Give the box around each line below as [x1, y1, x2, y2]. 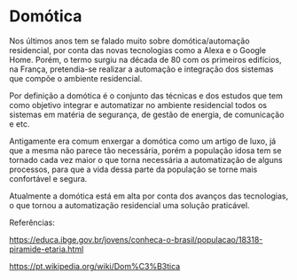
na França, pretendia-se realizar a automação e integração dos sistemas [9, 64, 274, 74]
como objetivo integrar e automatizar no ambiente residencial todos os [9, 99, 268, 110]
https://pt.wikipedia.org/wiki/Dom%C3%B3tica [9, 261, 181, 271]
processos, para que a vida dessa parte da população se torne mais [9, 164, 258, 175]
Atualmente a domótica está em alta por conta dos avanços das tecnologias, [9, 191, 289, 201]
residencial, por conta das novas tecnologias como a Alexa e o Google [9, 44, 267, 55]
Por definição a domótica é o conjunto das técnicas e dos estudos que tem [9, 90, 284, 101]
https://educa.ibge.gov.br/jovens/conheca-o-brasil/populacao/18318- [9, 234, 263, 245]
